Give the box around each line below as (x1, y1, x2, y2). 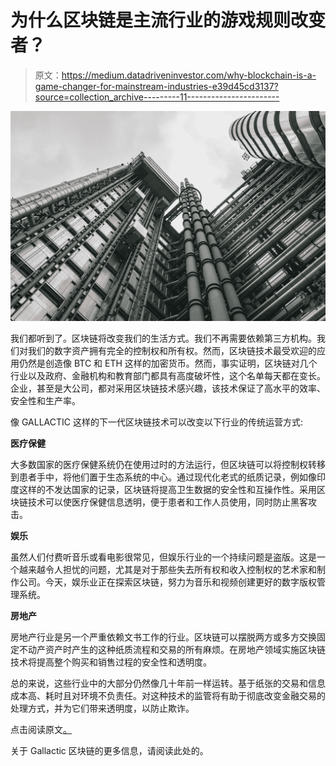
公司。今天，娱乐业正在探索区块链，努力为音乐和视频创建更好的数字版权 (18, 576, 317, 588)
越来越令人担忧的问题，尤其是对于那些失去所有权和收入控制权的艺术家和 (18, 564, 317, 576)
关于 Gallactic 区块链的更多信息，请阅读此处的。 (10, 745, 209, 757)
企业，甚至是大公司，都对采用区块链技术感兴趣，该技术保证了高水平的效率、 (10, 382, 326, 395)
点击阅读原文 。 (10, 724, 72, 736)
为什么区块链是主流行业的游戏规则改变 (10, 9, 327, 32)
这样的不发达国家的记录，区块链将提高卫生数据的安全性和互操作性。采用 (18, 484, 317, 496)
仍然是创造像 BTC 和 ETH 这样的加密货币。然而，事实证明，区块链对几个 (18, 357, 318, 370)
